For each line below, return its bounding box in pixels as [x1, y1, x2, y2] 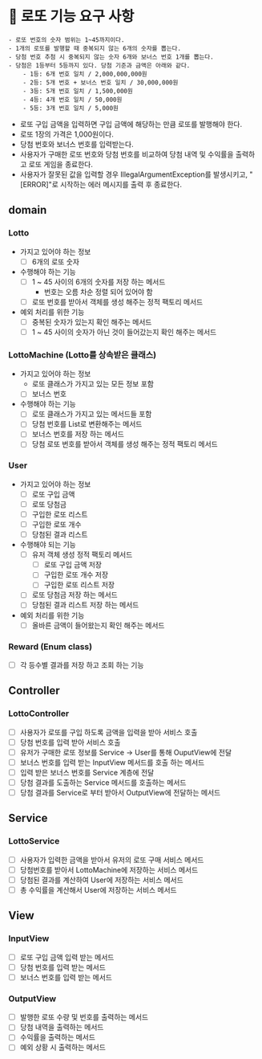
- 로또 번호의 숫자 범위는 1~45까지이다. [8, 35, 125, 44]
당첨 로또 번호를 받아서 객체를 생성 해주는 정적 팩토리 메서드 [31, 440, 218, 449]
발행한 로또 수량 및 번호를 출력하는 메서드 [19, 1012, 149, 1022]
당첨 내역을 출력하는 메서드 [19, 1022, 104, 1032]
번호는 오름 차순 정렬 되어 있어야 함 [43, 287, 154, 296]
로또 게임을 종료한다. [28, 159, 94, 169]
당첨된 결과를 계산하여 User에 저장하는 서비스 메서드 [19, 875, 184, 885]
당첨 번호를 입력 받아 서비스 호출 [19, 737, 121, 747]
